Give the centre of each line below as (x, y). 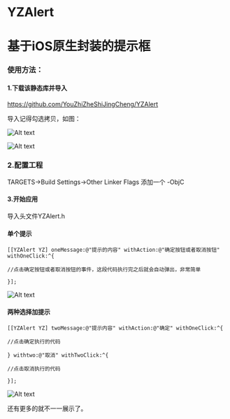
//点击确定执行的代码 (34, 342)
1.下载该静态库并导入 (37, 87)
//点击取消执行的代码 (34, 369)
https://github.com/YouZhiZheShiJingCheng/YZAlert (83, 104)
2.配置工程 (25, 165)
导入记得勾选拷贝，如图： (44, 118)
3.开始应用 (23, 199)
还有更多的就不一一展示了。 (47, 409)
